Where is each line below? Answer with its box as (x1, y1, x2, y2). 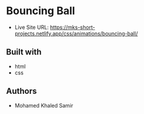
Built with (6, 47, 42, 57)
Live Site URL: (14, 24, 49, 31)
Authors (6, 86, 37, 96)
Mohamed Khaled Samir (14, 102, 74, 109)
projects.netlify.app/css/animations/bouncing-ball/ (14, 30, 138, 37)
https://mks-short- (50, 24, 96, 31)
